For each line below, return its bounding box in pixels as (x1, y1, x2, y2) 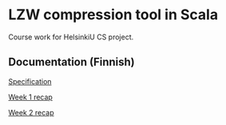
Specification (8, 76, 52, 86)
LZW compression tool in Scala (8, 6, 218, 24)
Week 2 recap (8, 107, 54, 117)
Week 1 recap (8, 92, 54, 102)
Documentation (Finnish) (8, 55, 136, 69)
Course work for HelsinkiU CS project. (8, 32, 134, 42)
